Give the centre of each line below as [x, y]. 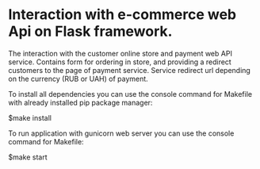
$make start [28, 157]
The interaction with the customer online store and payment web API [120, 53]
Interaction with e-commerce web [122, 15]
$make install [30, 117]
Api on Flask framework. [90, 31]
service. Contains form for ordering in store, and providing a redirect [120, 62]
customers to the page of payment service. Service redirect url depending [130, 70]
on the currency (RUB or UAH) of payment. [78, 79]
